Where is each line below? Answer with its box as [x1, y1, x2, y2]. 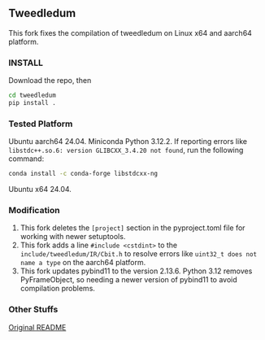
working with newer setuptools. [20, 232, 126, 242]
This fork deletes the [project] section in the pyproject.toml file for [20, 223, 245, 233]
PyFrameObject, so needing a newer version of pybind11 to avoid [20, 275, 237, 285]
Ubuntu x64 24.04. [8, 185, 72, 194]
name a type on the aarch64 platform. [20, 258, 146, 268]
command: [8, 154, 45, 163]
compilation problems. [20, 284, 96, 294]
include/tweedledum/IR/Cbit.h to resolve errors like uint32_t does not [20, 249, 258, 259]
